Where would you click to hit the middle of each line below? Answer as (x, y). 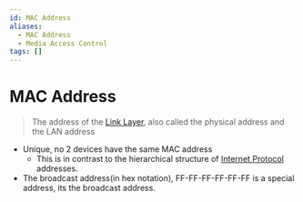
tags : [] (26, 52)
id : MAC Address (40, 18)
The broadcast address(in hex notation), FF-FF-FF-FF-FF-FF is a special (158, 178)
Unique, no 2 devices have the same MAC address (117, 149)
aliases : (26, 26)
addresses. (57, 168)
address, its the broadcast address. (89, 188)
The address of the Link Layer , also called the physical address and (158, 122)
